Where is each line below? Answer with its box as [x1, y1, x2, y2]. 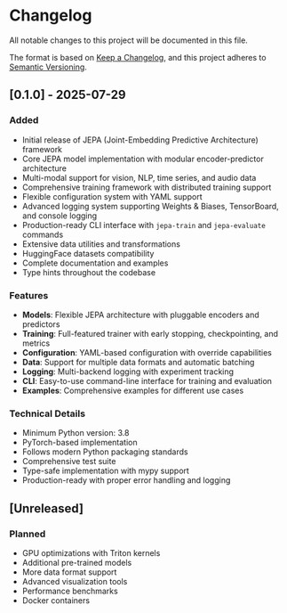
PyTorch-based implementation [21, 437, 138, 448]
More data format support [21, 567, 117, 577]
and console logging [21, 210, 98, 221]
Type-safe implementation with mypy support [21, 465, 189, 477]
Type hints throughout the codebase [21, 266, 156, 277]
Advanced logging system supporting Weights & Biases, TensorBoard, [21, 200, 280, 211]
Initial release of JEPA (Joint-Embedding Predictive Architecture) [21, 135, 259, 145]
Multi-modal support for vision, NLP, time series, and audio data [21, 172, 257, 183]
